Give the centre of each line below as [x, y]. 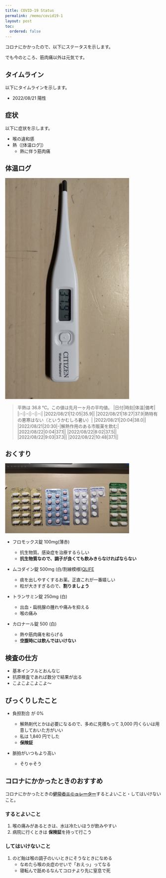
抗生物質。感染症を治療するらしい [55, 552]
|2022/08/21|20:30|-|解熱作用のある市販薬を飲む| [68, 426]
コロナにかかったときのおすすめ [54, 781]
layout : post [19, 21]
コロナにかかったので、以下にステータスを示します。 [59, 47]
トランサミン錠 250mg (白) [40, 597]
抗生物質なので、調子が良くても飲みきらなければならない [78, 559]
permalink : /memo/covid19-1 [34, 16]
